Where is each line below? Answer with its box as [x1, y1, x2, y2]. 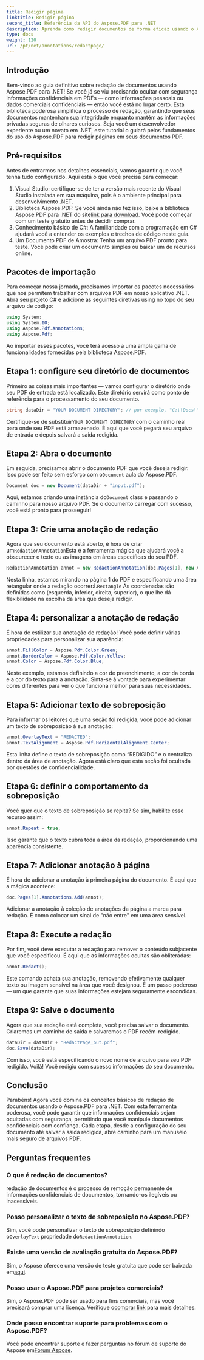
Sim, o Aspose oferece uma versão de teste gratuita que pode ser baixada [6, 1262, 192, 1269]
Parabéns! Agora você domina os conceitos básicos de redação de [6, 1096, 174, 1104]
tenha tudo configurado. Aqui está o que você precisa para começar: [6, 173, 179, 180]
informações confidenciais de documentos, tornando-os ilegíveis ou [6, 1191, 177, 1198]
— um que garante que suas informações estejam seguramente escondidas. [6, 987, 197, 994]
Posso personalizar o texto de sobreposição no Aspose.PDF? [6, 1212, 190, 1221]
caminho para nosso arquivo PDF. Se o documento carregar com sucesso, [6, 500, 192, 508]
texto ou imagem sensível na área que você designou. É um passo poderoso [6, 981, 197, 988]
